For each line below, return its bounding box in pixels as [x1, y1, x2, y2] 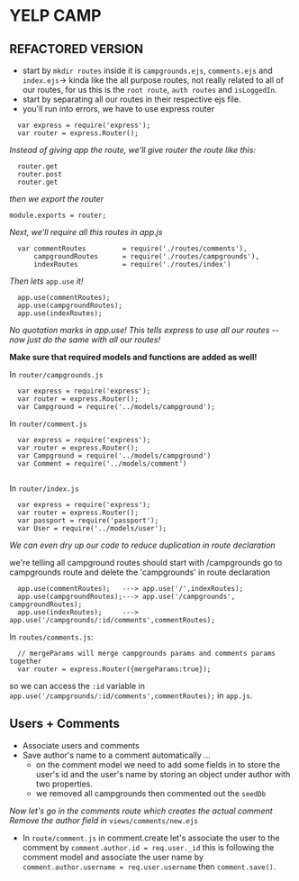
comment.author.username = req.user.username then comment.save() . [22, 861, 276, 872]
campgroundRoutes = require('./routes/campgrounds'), [32, 252, 259, 261]
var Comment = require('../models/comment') [17, 459, 187, 468]
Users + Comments [9, 716, 120, 731]
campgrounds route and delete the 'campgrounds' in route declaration [9, 567, 271, 577]
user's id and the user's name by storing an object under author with [35, 768, 291, 779]
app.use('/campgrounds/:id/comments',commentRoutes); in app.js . [9, 690, 253, 701]
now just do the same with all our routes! [9, 334, 160, 345]
